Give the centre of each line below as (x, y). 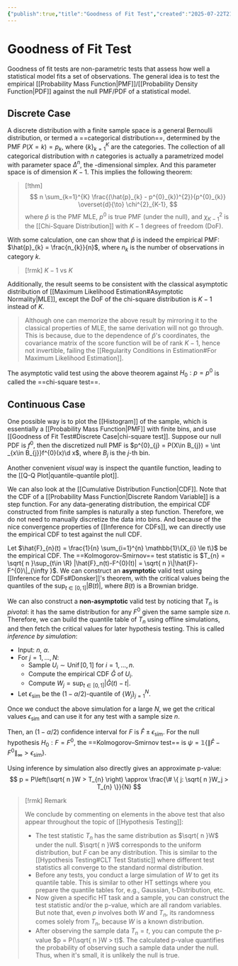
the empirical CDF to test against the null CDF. (75, 534)
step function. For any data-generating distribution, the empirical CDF (109, 505)
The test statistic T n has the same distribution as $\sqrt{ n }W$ (127, 836)
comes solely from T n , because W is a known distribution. (119, 922)
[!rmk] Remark (46, 800)
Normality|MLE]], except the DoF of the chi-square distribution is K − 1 (110, 299)
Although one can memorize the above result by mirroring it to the (121, 320)
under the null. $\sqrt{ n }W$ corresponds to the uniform (118, 845)
